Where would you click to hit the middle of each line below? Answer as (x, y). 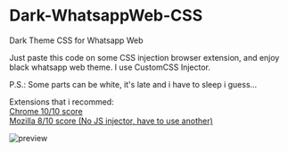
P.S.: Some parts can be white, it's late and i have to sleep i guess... (133, 84)
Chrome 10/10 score (46, 111)
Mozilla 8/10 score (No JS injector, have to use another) (111, 121)
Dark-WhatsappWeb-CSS (106, 16)
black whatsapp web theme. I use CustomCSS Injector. (110, 67)
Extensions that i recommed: (62, 101)
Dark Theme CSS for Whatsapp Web (76, 40)
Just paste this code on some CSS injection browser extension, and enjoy (144, 57)
